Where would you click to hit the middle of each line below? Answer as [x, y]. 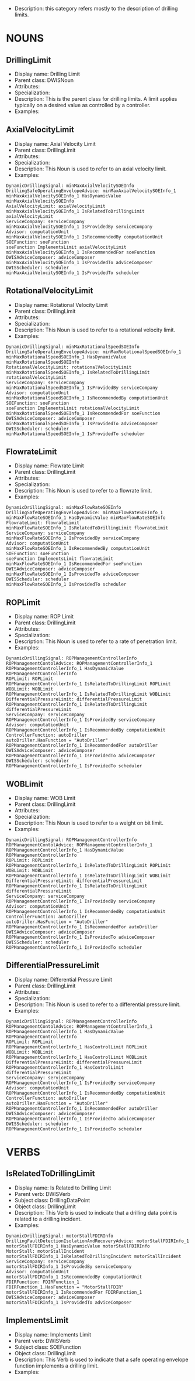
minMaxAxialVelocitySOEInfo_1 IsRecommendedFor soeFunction [81, 252]
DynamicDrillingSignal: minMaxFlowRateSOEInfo [64, 508]
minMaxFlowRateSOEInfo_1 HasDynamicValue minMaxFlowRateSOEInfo [86, 518]
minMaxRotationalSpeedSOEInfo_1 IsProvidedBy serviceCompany [82, 388]
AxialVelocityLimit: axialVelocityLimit [56, 206]
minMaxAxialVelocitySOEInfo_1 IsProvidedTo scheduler [73, 273]
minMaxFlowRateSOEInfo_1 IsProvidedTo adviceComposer [73, 574]
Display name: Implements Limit [53, 1334]
